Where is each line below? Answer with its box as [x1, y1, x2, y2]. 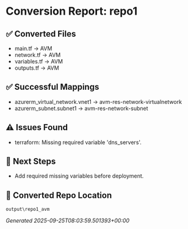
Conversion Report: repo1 [5, 4, 138, 18]
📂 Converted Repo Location [5, 190, 112, 200]
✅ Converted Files [5, 29, 76, 39]
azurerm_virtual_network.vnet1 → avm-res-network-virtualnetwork [14, 98, 183, 105]
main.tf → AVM [14, 45, 52, 52]
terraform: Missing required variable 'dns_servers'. [14, 139, 142, 146]
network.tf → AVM [14, 51, 61, 59]
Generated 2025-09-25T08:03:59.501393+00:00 [5, 217, 129, 224]
